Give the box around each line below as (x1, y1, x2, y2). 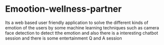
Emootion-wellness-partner (5, 3, 122, 15)
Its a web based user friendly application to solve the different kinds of (5, 20, 149, 25)
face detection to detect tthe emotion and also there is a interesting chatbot (5, 30, 159, 36)
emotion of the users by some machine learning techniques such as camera (5, 24, 159, 30)
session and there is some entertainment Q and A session (5, 35, 122, 41)
